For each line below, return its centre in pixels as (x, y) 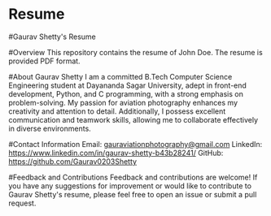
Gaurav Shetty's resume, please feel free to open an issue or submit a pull (133, 194)
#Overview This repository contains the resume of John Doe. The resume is (135, 52)
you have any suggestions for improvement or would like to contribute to (130, 186)
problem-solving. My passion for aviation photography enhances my (123, 102)
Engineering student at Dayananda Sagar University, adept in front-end (127, 85)
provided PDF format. (44, 61)
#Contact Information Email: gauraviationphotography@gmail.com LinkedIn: (135, 144)
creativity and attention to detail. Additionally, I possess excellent (117, 111)
